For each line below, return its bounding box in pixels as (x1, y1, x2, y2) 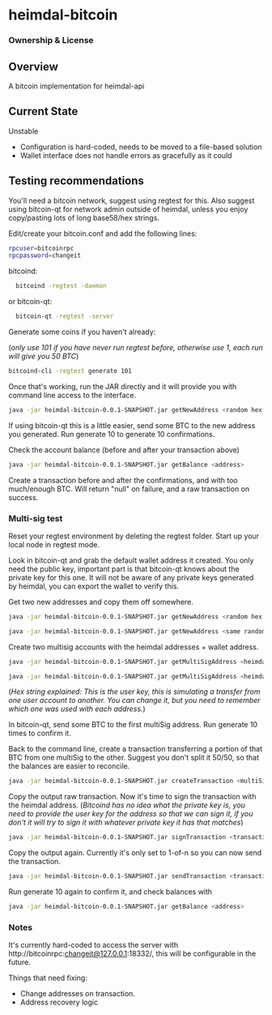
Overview (8, 59, 59, 74)
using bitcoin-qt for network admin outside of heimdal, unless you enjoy (8, 204, 249, 214)
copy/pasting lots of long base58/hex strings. (8, 212, 160, 222)
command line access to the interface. (8, 390, 136, 400)
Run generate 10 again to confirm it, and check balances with (8, 887, 213, 897)
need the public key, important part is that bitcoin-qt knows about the (8, 563, 240, 573)
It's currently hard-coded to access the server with (8, 940, 179, 950)
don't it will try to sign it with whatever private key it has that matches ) (8, 817, 244, 828)
